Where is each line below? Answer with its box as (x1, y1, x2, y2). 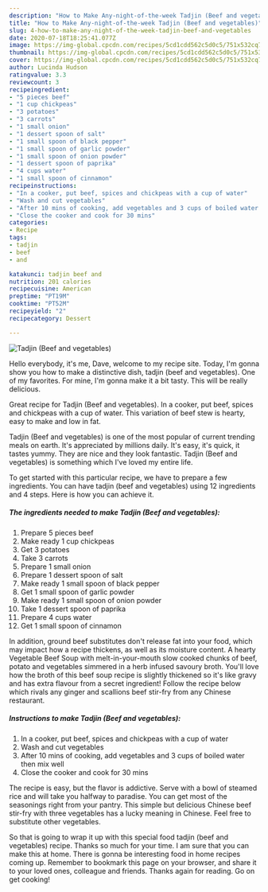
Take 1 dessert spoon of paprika (20, 604, 126, 613)
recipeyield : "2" (9, 307, 67, 315)
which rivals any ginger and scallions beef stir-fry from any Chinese (9, 687, 231, 696)
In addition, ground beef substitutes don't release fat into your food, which (9, 636, 253, 645)
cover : (9, 56, 31, 64)
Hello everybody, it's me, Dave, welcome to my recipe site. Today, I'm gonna (9, 359, 260, 368)
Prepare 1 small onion (20, 562, 91, 571)
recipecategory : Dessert (9, 314, 91, 322)
